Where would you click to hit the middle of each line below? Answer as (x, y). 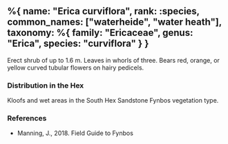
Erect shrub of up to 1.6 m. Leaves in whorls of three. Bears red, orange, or (113, 60)
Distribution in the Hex (46, 85)
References (27, 119)
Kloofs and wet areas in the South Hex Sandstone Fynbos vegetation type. (113, 101)
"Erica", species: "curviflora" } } (78, 44)
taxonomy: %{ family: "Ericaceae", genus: (100, 33)
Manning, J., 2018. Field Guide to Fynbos (75, 133)
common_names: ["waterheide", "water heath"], (115, 22)
